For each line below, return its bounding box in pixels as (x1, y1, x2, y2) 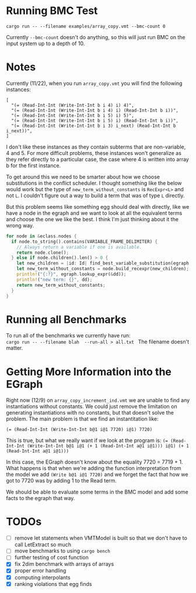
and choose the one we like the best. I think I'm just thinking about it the (6, 215, 179, 223)
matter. (6, 344, 23, 351)
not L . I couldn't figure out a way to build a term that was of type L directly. (6, 192, 185, 199)
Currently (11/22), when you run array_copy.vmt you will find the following (6, 80, 183, 87)
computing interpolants (14, 574, 71, 581)
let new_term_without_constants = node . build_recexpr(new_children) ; (16, 266, 190, 272)
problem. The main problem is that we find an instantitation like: (6, 415, 159, 422)
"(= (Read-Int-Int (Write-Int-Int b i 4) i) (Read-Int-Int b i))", (11, 107, 179, 113)
